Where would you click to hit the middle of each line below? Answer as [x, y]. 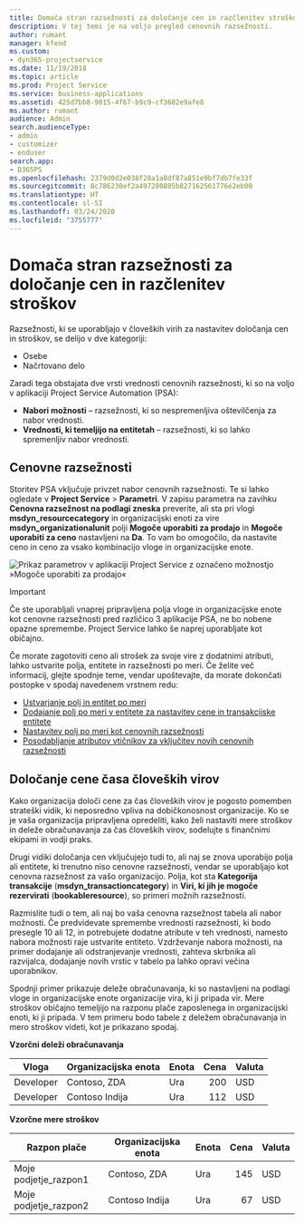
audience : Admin [40, 119]
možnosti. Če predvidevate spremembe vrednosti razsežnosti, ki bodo [140, 923]
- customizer [34, 144]
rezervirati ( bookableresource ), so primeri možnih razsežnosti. [128, 896]
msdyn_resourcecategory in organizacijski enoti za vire [114, 519]
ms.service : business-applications [76, 93]
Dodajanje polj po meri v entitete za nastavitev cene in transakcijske [149, 712]
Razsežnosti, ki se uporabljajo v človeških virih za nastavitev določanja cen [149, 328]
